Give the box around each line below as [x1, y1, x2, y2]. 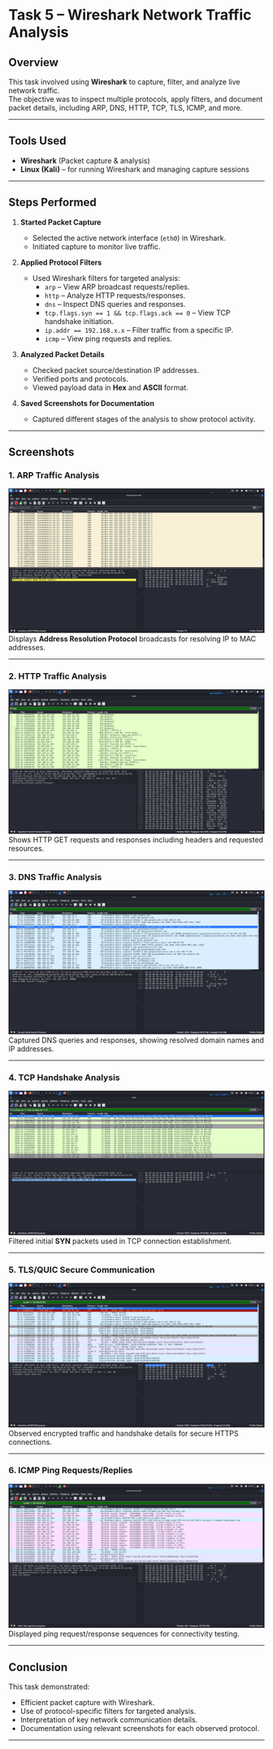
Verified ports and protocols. [32, 374, 128, 383]
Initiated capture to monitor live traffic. [32, 242, 161, 251]
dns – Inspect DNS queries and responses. [44, 299, 186, 308]
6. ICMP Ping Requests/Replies [8, 1465, 133, 1476]
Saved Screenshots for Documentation [19, 398, 154, 408]
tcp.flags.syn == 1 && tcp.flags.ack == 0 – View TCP [44, 308, 231, 317]
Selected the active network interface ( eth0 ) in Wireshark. [32, 233, 227, 243]
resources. [8, 843, 45, 853]
